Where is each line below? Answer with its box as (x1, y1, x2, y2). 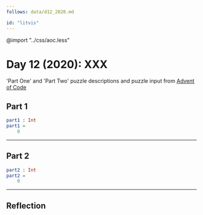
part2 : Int (6, 167, 36, 173)
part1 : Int (6, 117, 36, 124)
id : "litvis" (6, 19, 39, 26)
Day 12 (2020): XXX (6, 57, 108, 71)
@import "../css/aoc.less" (6, 36, 70, 43)
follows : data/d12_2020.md (6, 8, 74, 15)
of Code (6, 84, 27, 91)
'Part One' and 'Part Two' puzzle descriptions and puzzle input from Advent (6, 77, 195, 85)
